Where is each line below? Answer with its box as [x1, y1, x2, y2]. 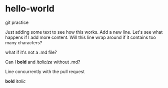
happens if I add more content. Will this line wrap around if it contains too [5, 34, 156, 40]
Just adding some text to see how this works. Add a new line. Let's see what [5, 29, 163, 35]
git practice [5, 19, 29, 25]
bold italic [5, 78, 26, 84]
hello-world [5, 3, 55, 14]
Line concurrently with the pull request [5, 68, 85, 75]
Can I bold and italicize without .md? [5, 59, 80, 65]
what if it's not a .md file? [5, 49, 57, 55]
